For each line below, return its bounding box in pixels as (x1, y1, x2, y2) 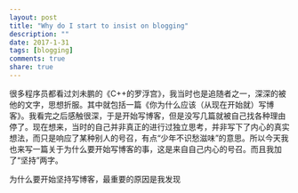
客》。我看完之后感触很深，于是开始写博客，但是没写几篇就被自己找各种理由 (9, 110, 286, 121)
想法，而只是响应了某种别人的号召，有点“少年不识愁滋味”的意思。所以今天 (9, 133, 282, 143)
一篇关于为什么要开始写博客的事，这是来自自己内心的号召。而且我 (32, 143, 274, 154)
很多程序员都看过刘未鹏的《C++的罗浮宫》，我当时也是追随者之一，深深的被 (9, 88, 286, 99)
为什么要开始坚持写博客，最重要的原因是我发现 (9, 173, 181, 184)
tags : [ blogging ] (9, 46, 74, 55)
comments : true (9, 54, 66, 63)
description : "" (9, 29, 69, 38)
